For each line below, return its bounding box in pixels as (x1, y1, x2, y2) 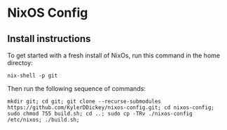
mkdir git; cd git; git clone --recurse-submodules (7, 98, 161, 105)
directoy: (7, 59, 33, 67)
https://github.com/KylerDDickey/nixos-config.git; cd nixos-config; (7, 104, 215, 111)
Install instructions (7, 33, 91, 45)
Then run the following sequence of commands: (7, 85, 146, 92)
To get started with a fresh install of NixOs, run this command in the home (7, 51, 221, 59)
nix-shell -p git (7, 72, 58, 79)
